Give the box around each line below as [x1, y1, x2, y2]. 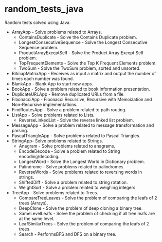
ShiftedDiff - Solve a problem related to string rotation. [18, 179, 128, 185]
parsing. [11, 127, 29, 133]
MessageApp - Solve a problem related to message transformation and [11, 122, 154, 128]
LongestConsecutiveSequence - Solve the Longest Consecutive [18, 39, 148, 45]
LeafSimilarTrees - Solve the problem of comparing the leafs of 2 [18, 221, 149, 226]
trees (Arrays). [18, 200, 48, 206]
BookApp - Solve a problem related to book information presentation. [11, 86, 150, 92]
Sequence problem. [18, 44, 59, 50]
